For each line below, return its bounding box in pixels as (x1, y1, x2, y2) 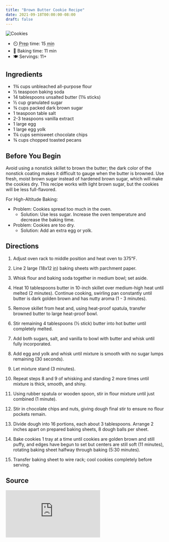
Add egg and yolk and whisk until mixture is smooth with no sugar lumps (13, 350, 164, 356)
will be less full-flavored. (6, 187, 57, 192)
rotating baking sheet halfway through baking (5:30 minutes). (13, 447, 140, 453)
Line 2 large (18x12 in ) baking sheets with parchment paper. (13, 265, 137, 271)
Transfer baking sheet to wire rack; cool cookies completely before (13, 456, 152, 462)
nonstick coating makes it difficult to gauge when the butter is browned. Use (6, 170, 164, 176)
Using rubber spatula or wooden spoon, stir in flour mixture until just (13, 390, 155, 396)
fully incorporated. (13, 341, 52, 347)
